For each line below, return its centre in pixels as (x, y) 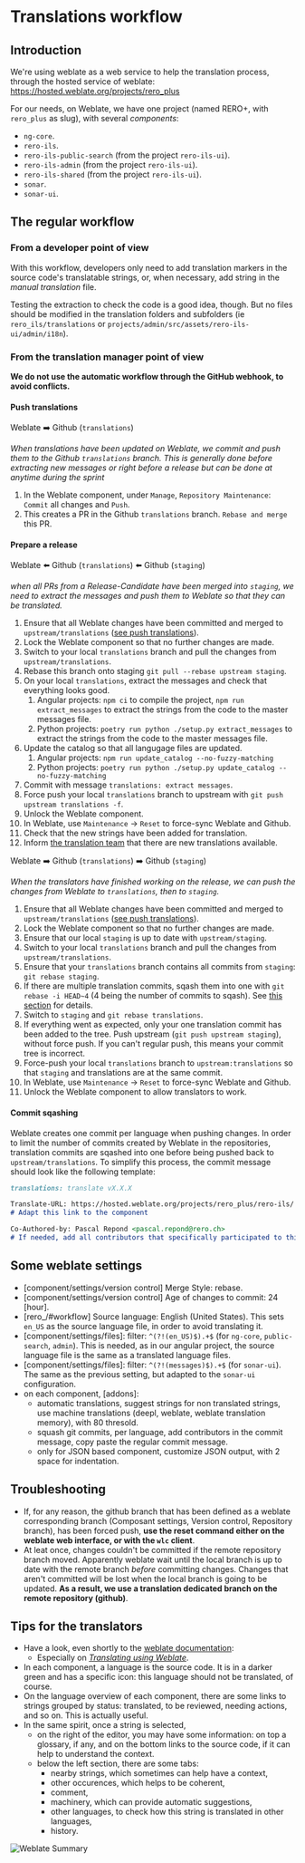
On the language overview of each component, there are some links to (155, 1696)
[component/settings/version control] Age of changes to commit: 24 (151, 1297)
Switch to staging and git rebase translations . (113, 1015)
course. (38, 1686)
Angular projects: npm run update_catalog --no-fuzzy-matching (155, 758)
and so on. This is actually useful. (86, 1715)
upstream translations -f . (73, 805)
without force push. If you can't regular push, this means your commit (153, 1044)
